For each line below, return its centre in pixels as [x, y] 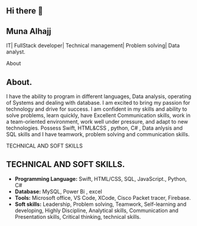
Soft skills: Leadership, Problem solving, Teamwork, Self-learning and [101, 204]
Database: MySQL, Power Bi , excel [58, 192]
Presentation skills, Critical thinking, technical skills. [78, 216]
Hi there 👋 [25, 11]
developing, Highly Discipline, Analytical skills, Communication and [97, 210]
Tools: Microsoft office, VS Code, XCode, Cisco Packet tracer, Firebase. [103, 197]
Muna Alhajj [29, 31]
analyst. [16, 52]
